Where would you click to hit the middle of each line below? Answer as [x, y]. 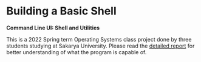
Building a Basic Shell [61, 11]
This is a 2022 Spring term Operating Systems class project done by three [99, 39]
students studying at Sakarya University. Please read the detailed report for [101, 46]
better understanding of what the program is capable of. [77, 52]
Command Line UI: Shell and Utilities [53, 28]
